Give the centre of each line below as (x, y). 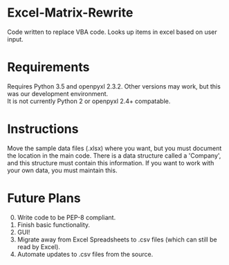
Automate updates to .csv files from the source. (85, 254)
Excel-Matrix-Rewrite (70, 13)
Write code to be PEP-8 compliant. (66, 217)
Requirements (48, 67)
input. (16, 39)
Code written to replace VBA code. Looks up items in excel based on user (112, 32)
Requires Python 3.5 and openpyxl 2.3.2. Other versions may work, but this (114, 86)
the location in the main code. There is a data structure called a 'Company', (114, 155)
